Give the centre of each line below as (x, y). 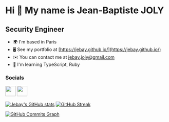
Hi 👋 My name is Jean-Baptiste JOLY (85, 10)
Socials (15, 78)
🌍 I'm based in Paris (35, 42)
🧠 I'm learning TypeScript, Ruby (46, 64)
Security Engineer (35, 29)
